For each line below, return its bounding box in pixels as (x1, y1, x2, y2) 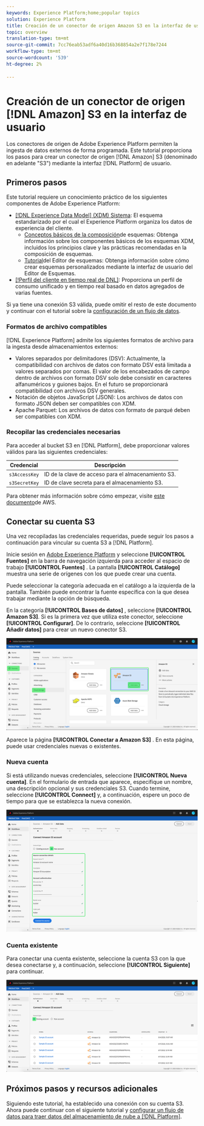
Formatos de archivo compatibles (6, 323, 107, 331)
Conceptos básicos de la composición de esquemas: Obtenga (24, 231, 178, 238)
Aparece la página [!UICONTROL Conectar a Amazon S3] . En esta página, (6, 736, 194, 744)
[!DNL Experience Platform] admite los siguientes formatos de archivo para (6, 336, 194, 343)
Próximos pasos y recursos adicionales (6, 1083, 158, 1094)
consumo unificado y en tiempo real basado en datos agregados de (15, 283, 185, 290)
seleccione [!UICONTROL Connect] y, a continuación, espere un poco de (6, 791, 190, 798)
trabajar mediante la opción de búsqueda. (6, 595, 111, 602)
